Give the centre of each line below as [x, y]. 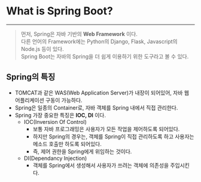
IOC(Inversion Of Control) [55, 122]
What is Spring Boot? [60, 11]
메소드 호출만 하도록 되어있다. [67, 144]
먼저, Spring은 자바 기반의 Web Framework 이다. [79, 34]
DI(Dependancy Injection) [55, 158]
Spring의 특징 [31, 77]
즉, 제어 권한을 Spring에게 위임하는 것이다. [82, 151]
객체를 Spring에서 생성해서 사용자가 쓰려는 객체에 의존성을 [101, 165]
